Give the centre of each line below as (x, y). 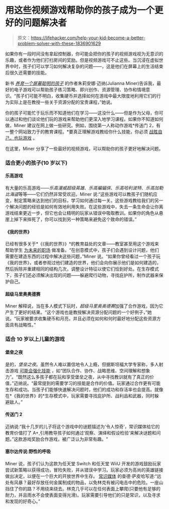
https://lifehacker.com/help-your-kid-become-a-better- (88, 38)
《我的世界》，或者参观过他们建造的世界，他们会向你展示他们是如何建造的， (83, 263)
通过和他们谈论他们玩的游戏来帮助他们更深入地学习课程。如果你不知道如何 (86, 119)
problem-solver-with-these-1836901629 (59, 43)
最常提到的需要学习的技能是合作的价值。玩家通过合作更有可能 (97, 383)
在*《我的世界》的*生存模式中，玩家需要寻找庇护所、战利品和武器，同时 (80, 395)
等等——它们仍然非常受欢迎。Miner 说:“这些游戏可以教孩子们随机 (86, 194)
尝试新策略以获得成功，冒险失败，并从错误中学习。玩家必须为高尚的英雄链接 (84, 470)
